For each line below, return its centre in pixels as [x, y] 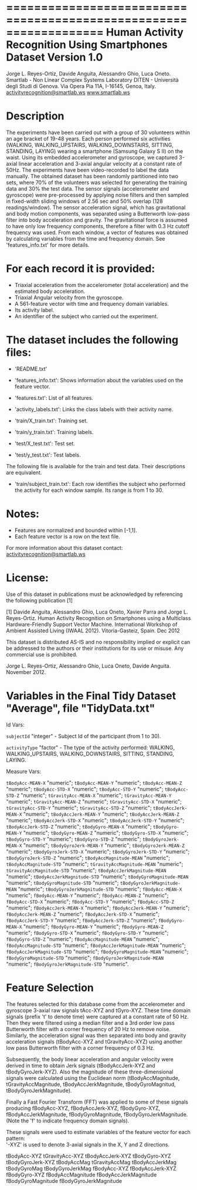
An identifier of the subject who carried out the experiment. [86, 316]
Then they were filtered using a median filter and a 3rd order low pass [90, 1023]
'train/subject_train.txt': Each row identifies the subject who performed [100, 484]
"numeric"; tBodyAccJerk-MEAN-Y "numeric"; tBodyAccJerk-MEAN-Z [101, 814]
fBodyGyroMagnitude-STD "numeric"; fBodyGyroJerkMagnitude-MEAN [85, 958]
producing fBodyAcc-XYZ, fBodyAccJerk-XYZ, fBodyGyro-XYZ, [83, 1108]
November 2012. [26, 672]
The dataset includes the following [92, 340]
